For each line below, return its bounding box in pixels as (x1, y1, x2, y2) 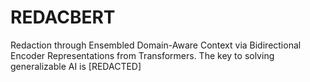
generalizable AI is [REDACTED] (10, 60, 142, 72)
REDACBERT (10, 6, 116, 29)
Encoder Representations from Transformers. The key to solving (10, 49, 275, 61)
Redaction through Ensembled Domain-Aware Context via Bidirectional (10, 39, 302, 51)
